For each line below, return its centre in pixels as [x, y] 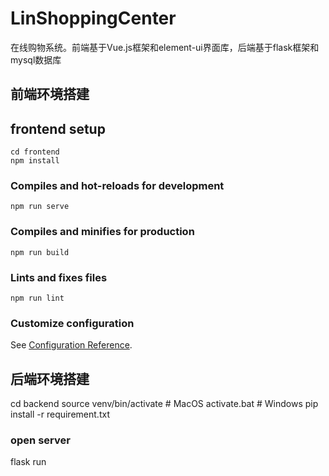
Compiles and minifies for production [102, 232]
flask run [28, 462]
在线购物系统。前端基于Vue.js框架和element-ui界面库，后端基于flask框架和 [165, 47]
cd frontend [35, 152]
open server [40, 440]
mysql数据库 [36, 59]
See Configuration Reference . [71, 345]
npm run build [40, 252]
